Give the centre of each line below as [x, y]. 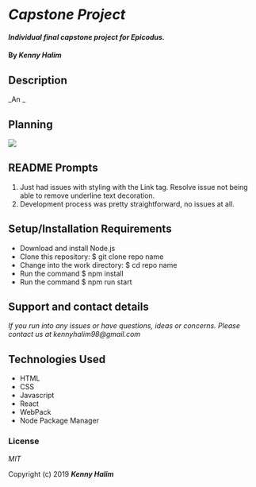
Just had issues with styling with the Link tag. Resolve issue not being [134, 187]
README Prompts [53, 168]
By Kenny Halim [35, 55]
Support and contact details [78, 307]
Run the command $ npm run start [76, 282]
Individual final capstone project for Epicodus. [86, 37]
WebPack [35, 412]
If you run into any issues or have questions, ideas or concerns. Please [124, 326]
